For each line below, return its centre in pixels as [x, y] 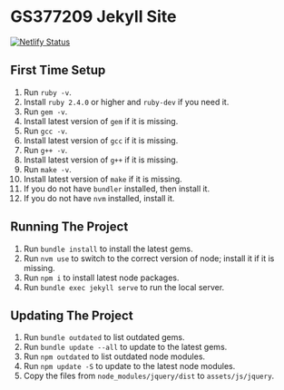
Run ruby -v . [47, 92]
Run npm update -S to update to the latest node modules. [129, 366]
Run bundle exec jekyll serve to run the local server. [124, 287]
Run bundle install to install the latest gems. [108, 249]
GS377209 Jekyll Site [93, 17]
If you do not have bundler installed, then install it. [117, 189]
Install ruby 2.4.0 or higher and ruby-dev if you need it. [126, 102]
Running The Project [69, 227]
